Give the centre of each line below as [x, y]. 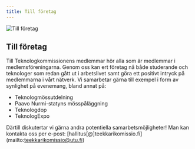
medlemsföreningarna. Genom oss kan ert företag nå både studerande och [97, 67]
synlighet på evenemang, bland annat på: [56, 86]
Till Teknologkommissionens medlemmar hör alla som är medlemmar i [91, 61]
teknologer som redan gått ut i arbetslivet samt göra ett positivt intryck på [95, 74]
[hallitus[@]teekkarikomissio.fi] [105, 134]
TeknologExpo [32, 116]
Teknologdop [31, 110]
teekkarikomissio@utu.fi [54, 140]
